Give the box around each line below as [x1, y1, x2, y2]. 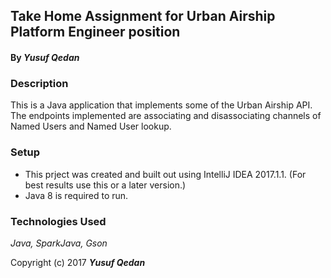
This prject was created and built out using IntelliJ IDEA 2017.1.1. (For [24, 168, 307, 180]
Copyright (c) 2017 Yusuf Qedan [10, 256, 146, 268]
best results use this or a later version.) [24, 179, 187, 191]
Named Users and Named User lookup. [10, 120, 172, 133]
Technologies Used [10, 214, 107, 228]
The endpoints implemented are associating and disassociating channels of [10, 110, 322, 122]
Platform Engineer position [10, 24, 181, 41]
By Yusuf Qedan [10, 51, 80, 63]
